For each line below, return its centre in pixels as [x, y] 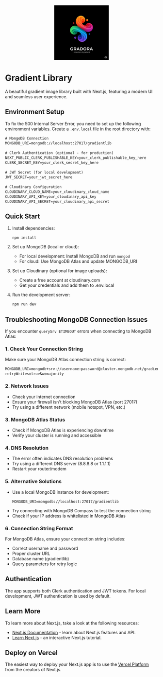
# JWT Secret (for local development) [44, 172]
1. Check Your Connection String [44, 349]
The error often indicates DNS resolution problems [62, 459]
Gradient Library [39, 78]
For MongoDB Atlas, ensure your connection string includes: [65, 539]
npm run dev [24, 304]
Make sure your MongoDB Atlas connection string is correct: [65, 360]
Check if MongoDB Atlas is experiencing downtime [63, 430]
